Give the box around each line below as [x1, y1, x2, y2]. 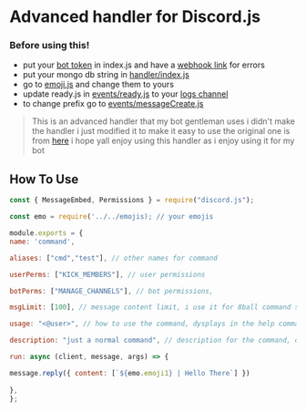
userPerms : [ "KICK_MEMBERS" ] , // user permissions [9, 270, 206, 279]
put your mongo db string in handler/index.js [22, 69, 189, 80]
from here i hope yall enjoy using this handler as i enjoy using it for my [31, 135, 295, 147]
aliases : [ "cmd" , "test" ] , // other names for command [9, 253, 219, 263]
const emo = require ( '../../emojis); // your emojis [9, 212, 214, 221]
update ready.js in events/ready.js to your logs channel [22, 88, 229, 99]
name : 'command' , [9, 237, 76, 246]
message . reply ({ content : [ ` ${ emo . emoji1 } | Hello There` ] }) [9, 368, 250, 377]
